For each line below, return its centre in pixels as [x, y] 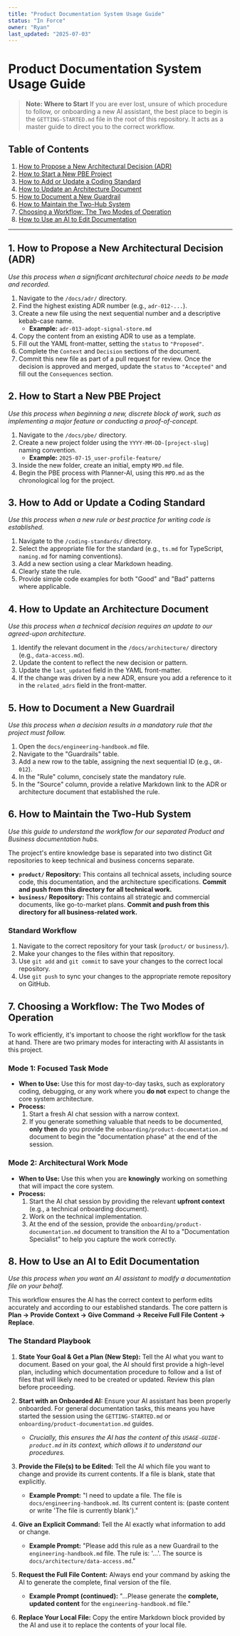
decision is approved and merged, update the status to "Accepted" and [122, 366]
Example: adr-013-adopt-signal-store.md [90, 328]
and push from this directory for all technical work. [95, 889]
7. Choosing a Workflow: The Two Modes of [106, 1006]
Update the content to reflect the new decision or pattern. [103, 663]
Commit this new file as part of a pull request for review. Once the [115, 359]
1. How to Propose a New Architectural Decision [116, 248]
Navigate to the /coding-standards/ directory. [85, 541]
